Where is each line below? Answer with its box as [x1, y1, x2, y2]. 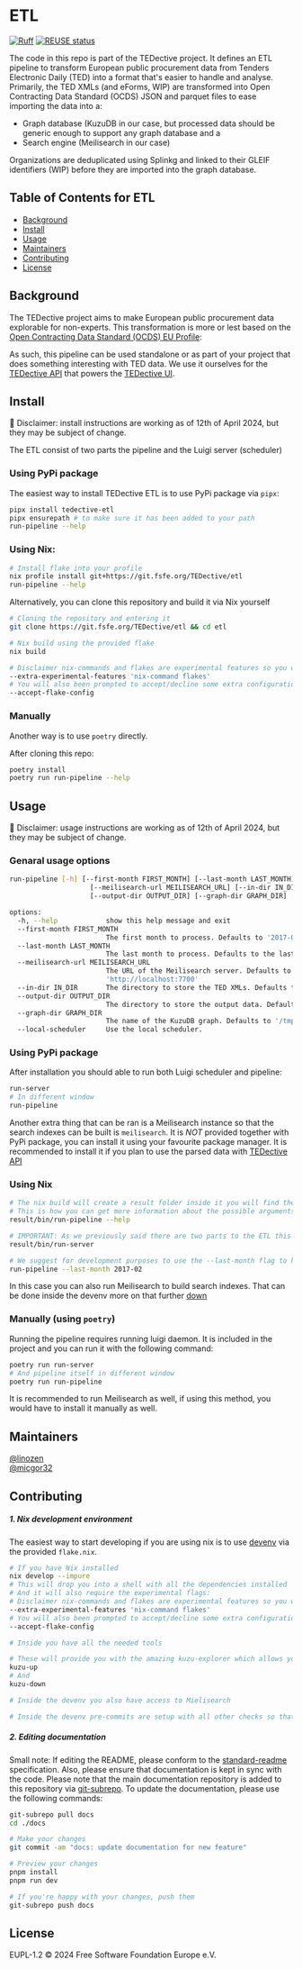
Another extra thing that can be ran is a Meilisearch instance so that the [9, 1118, 274, 1129]
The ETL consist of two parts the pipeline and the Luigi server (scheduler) [9, 445, 283, 456]
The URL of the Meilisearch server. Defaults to [105, 966, 292, 975]
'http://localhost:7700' [105, 975, 200, 984]
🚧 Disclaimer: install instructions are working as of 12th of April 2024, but [9, 418, 279, 429]
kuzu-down [9, 1680, 47, 1689]
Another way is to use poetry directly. [9, 730, 148, 741]
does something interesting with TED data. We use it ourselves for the [9, 358, 268, 369]
